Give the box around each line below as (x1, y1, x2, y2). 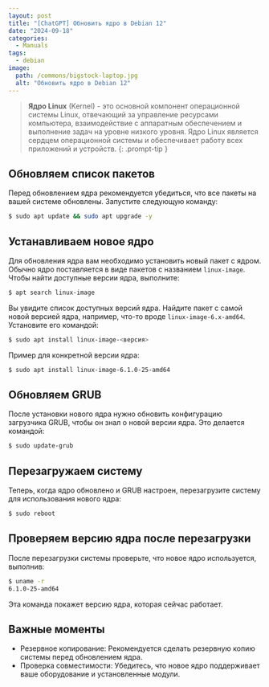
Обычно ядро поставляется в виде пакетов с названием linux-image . (8, 264, 246, 274)
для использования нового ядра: (8, 494, 122, 504)
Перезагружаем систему (8, 464, 143, 478)
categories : (8, 34, 48, 43)
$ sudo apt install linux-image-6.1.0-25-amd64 (8, 366, 171, 374)
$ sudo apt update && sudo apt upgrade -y (8, 212, 153, 221)
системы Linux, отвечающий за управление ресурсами (27, 109, 219, 119)
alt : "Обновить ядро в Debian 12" (15, 79, 131, 87)
